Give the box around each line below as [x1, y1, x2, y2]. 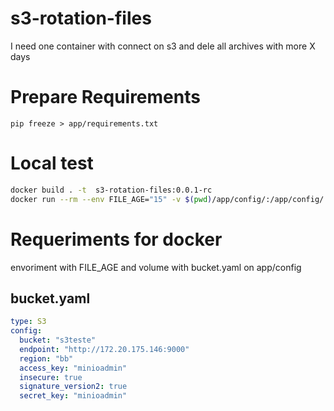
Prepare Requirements [10, 86, 201, 109]
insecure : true [19, 372, 83, 382]
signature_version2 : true [19, 382, 128, 392]
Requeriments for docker [10, 228, 223, 251]
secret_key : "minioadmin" [19, 391, 128, 401]
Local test [10, 152, 94, 175]
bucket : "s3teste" [19, 335, 97, 346]
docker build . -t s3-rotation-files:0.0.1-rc [10, 185, 213, 195]
